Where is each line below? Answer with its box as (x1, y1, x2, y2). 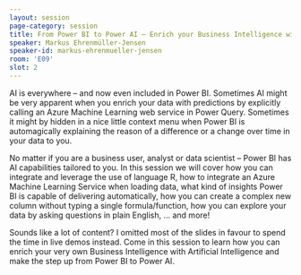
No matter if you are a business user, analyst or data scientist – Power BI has (9, 152, 292, 163)
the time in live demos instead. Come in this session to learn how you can (9, 236, 280, 247)
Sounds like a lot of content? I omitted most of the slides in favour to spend (9, 227, 287, 237)
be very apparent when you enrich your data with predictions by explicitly (9, 97, 281, 107)
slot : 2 (9, 64, 39, 73)
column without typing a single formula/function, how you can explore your (9, 200, 287, 211)
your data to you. (9, 135, 73, 146)
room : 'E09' (9, 55, 54, 64)
